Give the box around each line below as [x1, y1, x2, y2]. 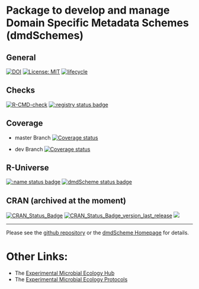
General [6, 52, 37, 62]
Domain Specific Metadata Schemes [6, 16, 190, 30]
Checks [6, 85, 36, 96]
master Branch [14, 134, 51, 141]
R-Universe [6, 163, 49, 173]
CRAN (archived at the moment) [6, 195, 126, 205]
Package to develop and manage [6, 4, 170, 17]
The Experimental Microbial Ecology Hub [14, 269, 115, 277]
